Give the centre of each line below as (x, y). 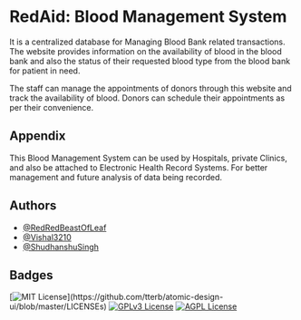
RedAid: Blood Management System (148, 17)
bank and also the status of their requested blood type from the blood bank (150, 61)
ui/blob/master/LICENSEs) (58, 306)
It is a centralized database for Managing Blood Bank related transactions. (147, 42)
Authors (33, 206)
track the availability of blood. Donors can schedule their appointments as (147, 98)
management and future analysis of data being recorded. (116, 177)
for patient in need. (45, 71)
